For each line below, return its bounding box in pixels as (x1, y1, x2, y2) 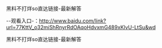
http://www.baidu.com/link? (39, 17, 107, 24)
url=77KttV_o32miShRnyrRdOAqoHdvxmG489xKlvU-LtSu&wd (6, 24, 156, 31)
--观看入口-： (6, 17, 39, 24)
